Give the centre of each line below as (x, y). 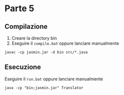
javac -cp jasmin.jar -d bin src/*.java (46, 52)
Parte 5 (20, 9)
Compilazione (26, 27)
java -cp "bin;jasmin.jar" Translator (44, 88)
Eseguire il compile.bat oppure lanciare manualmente (65, 43)
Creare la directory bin (34, 38)
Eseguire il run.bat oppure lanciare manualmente (54, 79)
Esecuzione (23, 67)
